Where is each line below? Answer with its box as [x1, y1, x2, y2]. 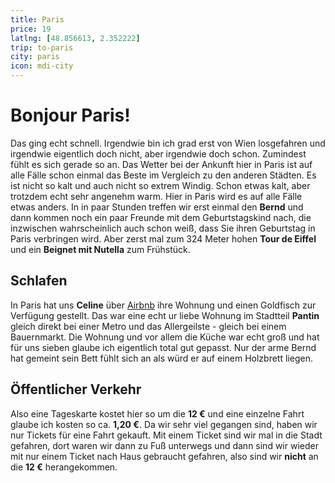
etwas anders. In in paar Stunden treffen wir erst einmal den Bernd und [10, 201, 304, 213]
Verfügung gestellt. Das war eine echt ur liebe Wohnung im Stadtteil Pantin [10, 309, 320, 321]
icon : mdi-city [10, 61, 74, 71]
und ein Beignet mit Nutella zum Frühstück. [10, 243, 191, 255]
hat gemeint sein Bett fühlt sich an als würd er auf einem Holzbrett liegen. [10, 352, 313, 364]
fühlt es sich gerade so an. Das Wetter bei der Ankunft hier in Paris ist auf [10, 158, 313, 170]
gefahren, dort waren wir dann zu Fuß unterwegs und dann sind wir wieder [10, 439, 319, 451]
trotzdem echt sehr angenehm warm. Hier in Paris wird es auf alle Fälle [10, 190, 303, 202]
